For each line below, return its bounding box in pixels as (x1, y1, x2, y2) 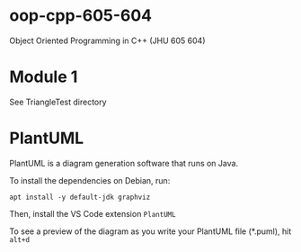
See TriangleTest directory (9, 96, 107, 107)
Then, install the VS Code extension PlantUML (9, 208, 177, 219)
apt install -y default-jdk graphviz (9, 193, 151, 202)
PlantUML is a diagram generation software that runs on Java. (9, 157, 239, 168)
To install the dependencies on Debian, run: (9, 175, 171, 185)
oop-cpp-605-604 (9, 5, 153, 26)
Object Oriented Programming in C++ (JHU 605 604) (9, 35, 206, 46)
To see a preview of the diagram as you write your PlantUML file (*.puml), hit (9, 226, 292, 237)
